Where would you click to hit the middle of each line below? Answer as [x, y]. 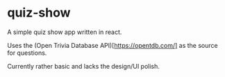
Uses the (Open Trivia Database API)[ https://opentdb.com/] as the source [112, 45]
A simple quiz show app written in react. [65, 32]
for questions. [27, 53]
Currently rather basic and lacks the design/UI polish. [83, 66]
